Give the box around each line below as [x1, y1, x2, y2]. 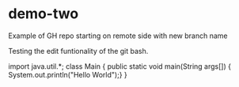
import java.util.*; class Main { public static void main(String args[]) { [8, 61, 232, 71]
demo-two [8, 5, 79, 23]
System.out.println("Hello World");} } [8, 70, 128, 79]
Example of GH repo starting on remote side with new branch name [8, 31, 228, 40]
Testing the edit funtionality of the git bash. [8, 46, 149, 55]
